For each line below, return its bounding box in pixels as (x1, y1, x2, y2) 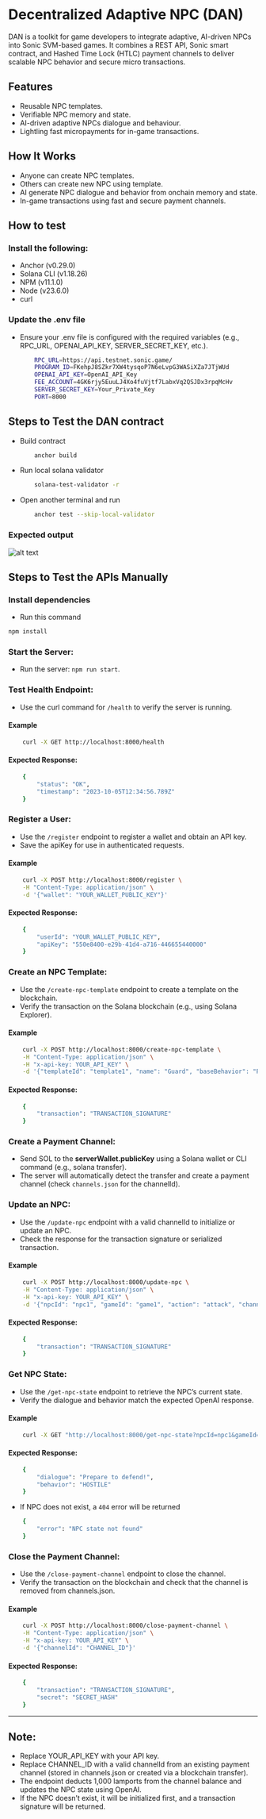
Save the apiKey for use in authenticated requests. (19, 840, 184, 850)
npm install (8, 628, 47, 636)
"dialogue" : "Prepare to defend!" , (36, 1473, 154, 1481)
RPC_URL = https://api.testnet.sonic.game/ (34, 356, 173, 364)
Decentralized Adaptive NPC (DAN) (8, 6, 244, 24)
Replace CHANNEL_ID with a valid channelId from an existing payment (19, 1759, 250, 1769)
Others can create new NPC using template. (19, 179, 164, 188)
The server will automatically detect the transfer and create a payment (19, 1171, 249, 1180)
